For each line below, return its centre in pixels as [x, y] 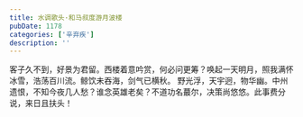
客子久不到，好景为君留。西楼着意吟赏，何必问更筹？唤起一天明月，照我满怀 [151, 69]
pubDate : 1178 [36, 26]
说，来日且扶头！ [41, 103]
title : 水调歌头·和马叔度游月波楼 [66, 18]
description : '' [40, 43]
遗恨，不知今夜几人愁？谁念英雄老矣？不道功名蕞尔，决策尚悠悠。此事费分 [147, 92]
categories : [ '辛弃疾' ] [52, 34]
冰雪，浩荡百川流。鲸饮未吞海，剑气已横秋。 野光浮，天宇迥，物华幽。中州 [149, 81]
